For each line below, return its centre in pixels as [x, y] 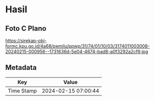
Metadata [21, 68]
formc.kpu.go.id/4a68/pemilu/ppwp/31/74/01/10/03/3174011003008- [77, 46]
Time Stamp [23, 91]
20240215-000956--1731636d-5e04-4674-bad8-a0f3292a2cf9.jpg [77, 52]
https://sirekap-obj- [26, 41]
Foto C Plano [26, 28]
